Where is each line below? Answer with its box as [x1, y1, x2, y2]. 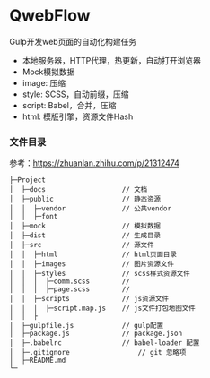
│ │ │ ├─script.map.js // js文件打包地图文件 [9, 304, 196, 314]
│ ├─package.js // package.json [9, 329, 182, 339]
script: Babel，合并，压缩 [22, 99, 117, 110]
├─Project [9, 176, 47, 185]
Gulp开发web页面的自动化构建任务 [9, 36, 137, 47]
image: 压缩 [22, 77, 66, 88]
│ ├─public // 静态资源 [9, 194, 162, 204]
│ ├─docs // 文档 [9, 185, 148, 194]
